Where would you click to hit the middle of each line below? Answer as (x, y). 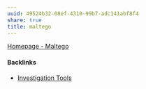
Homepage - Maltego (38, 47)
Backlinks (22, 62)
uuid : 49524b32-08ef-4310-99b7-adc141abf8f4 (73, 14)
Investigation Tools (44, 78)
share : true (24, 20)
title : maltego (29, 26)
